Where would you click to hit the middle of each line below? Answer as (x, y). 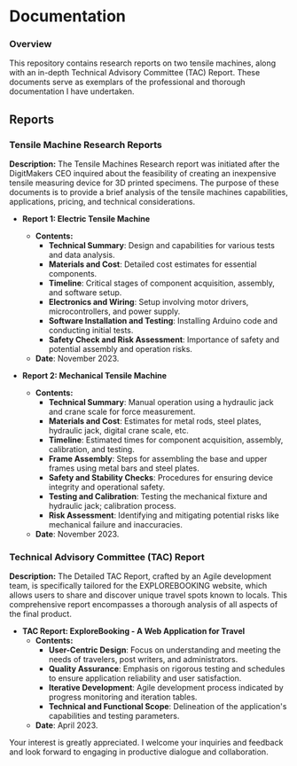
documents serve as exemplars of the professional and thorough (127, 82)
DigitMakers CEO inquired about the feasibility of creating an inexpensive (143, 174)
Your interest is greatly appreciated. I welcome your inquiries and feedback (146, 743)
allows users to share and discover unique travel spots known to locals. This (148, 595)
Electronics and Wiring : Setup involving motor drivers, (148, 302)
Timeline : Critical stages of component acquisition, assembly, (161, 283)
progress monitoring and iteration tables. (123, 697)
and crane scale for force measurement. (122, 412)
